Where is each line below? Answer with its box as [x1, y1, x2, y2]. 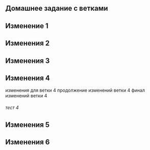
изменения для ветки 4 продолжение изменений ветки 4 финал [5, 87, 145, 94]
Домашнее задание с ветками [5, 4, 108, 13]
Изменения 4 [5, 74, 50, 82]
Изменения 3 [5, 56, 50, 65]
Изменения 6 [5, 138, 50, 146]
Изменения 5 [5, 120, 50, 129]
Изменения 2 [5, 39, 50, 48]
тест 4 [5, 104, 19, 111]
